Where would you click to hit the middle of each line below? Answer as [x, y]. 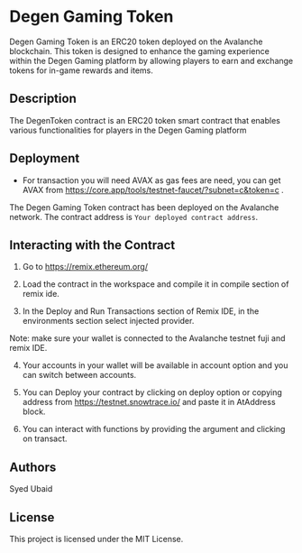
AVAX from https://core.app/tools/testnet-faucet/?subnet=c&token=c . [153, 189]
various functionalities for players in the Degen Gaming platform [128, 130]
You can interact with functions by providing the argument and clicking [154, 429]
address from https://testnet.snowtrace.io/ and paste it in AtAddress [149, 402]
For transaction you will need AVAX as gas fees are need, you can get [151, 180]
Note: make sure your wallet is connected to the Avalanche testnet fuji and [147, 338]
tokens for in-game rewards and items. [81, 70]
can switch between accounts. [79, 375]
